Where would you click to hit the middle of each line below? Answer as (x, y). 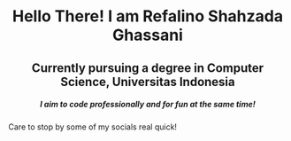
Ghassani (148, 35)
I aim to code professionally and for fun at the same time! (148, 105)
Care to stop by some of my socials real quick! (93, 127)
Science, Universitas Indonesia (148, 82)
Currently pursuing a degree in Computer (148, 68)
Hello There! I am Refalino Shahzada (148, 16)
